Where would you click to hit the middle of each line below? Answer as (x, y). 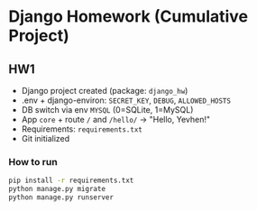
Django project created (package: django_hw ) (105, 91)
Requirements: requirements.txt (82, 129)
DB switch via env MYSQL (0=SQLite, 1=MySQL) (107, 110)
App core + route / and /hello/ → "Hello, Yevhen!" (116, 119)
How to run (33, 161)
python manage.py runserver (61, 197)
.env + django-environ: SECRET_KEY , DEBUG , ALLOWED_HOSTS (126, 100)
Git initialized (46, 138)
